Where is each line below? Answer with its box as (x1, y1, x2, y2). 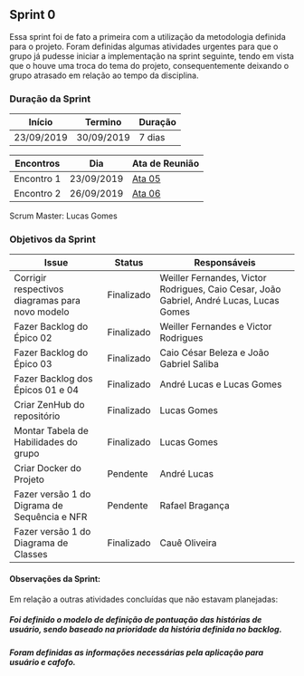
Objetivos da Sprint (9, 233, 97, 246)
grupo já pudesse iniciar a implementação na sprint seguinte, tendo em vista (9, 50, 294, 62)
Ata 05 (132, 172, 161, 185)
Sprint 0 (9, 7, 56, 23)
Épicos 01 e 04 (14, 384, 80, 397)
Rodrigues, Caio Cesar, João (159, 283, 281, 295)
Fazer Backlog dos (14, 372, 93, 385)
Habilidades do (14, 436, 79, 449)
